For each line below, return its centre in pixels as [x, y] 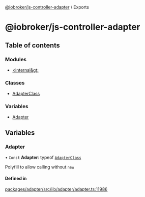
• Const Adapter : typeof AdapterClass [43, 158]
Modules [16, 59]
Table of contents [32, 45]
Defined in [16, 178]
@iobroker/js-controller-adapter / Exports [47, 7]
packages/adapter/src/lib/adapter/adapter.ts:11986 [56, 189]
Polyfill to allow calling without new [40, 167]
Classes [15, 82]
